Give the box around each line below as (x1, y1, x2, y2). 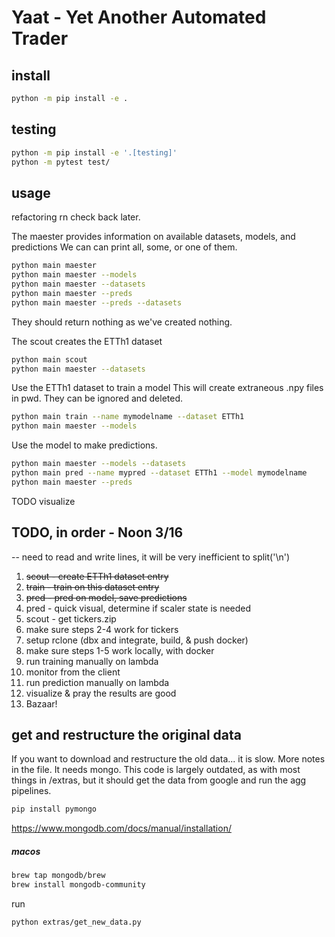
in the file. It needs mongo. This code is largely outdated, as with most (11, 764, 301, 776)
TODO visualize (11, 495, 76, 507)
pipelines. (11, 785, 52, 797)
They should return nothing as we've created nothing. (11, 316, 233, 328)
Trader (11, 27, 69, 50)
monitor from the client (25, 666, 121, 678)
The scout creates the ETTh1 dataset (11, 335, 163, 347)
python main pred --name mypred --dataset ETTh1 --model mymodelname (11, 468, 308, 478)
